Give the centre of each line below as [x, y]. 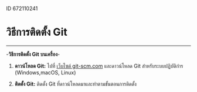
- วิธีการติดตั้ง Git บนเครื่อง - [33, 54]
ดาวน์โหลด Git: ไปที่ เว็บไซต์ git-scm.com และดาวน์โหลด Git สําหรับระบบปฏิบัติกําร [99, 66]
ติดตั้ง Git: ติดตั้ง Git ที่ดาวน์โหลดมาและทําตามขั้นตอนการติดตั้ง [75, 84]
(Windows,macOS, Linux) [45, 72]
